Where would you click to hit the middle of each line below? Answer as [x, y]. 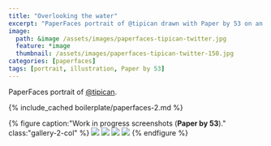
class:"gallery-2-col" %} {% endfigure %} [99, 133]
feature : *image [43, 46]
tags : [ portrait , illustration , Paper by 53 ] [86, 69]
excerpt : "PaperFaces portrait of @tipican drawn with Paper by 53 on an [136, 24]
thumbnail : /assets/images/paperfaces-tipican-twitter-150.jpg [125, 54]
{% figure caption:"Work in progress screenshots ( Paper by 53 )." [117, 123]
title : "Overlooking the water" [63, 16]
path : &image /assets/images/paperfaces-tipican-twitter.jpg [121, 39]
